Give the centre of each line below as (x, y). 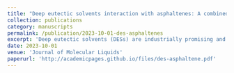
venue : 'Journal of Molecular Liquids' (65, 53)
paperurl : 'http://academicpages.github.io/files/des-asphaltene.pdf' (112, 59)
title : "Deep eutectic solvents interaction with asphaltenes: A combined (118, 14)
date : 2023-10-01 (32, 46)
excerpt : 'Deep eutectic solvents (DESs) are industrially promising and (117, 40)
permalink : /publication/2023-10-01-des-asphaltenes (85, 33)
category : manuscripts (40, 26)
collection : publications (45, 20)
